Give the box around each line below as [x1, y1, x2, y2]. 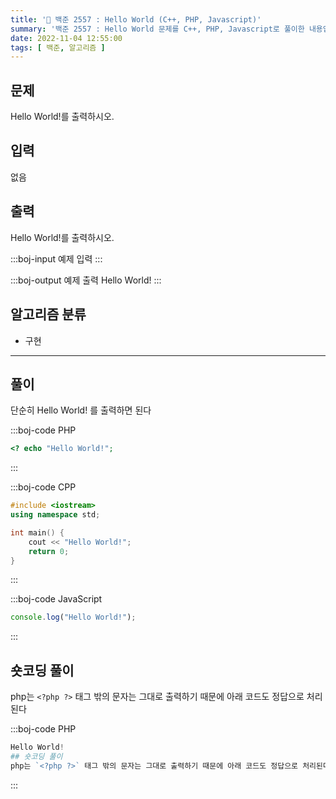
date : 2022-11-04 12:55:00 [10, 33, 123, 43]
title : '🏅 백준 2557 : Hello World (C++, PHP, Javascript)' [10, 14, 262, 25]
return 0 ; [28, 546, 70, 556]
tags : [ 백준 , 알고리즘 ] [10, 42, 106, 53]
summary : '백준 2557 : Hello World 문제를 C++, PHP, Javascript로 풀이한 [10, 24, 305, 34]
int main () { [10, 527, 65, 538]
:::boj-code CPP [10, 481, 77, 493]
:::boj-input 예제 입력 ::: [10, 252, 103, 265]
